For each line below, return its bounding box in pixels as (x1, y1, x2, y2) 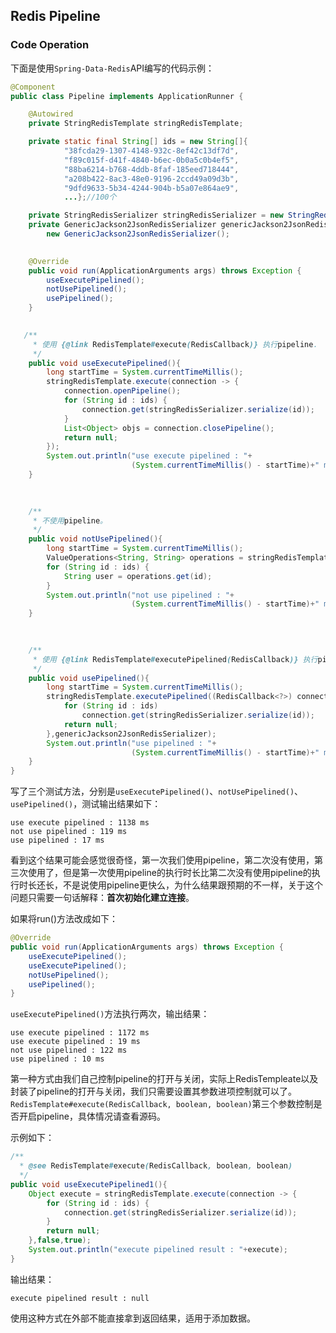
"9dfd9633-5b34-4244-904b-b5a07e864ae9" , (63, 183, 240, 193)
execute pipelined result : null (10, 1293, 150, 1303)
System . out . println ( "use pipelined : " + (46, 738, 217, 748)
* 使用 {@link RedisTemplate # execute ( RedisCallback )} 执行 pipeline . (32, 339, 318, 349)
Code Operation (10, 38, 90, 52)
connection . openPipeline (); (63, 386, 182, 396)
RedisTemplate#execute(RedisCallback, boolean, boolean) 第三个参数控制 (10, 1098, 314, 1110)
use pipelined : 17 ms (10, 835, 105, 846)
